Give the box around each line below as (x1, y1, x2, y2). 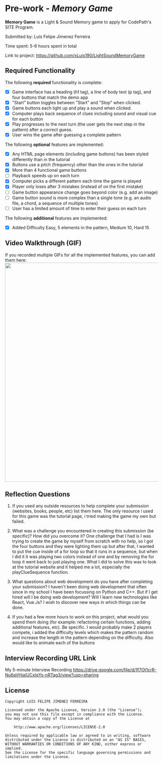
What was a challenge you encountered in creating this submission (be (12, 528, 154, 534)
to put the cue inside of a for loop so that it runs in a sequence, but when (12, 548, 158, 555)
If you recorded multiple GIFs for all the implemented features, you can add (5, 252, 155, 258)
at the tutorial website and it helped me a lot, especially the (12, 564, 130, 570)
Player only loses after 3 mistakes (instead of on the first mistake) (12, 183, 143, 190)
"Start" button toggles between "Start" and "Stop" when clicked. (12, 99, 142, 105)
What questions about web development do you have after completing (12, 579, 153, 584)
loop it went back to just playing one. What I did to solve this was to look (12, 559, 157, 565)
